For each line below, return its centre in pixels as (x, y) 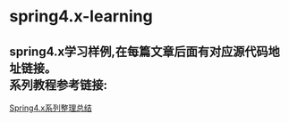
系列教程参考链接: (59, 85)
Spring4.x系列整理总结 (51, 108)
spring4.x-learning (81, 16)
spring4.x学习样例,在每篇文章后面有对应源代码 (139, 51)
